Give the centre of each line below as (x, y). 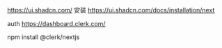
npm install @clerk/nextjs (43, 37)
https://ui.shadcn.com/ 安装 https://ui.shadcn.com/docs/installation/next (111, 10)
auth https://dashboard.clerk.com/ (56, 24)
